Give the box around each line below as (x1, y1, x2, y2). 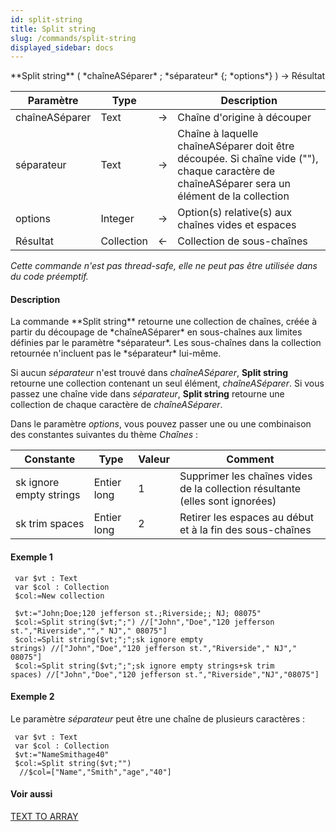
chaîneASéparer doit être (177, 139, 295, 153)
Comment (226, 452, 275, 466)
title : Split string (10, 24, 97, 34)
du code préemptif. (10, 271, 89, 283)
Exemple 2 (10, 691, 55, 703)
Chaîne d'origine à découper (177, 111, 312, 125)
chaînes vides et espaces (177, 218, 297, 232)
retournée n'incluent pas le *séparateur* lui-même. (10, 347, 222, 360)
